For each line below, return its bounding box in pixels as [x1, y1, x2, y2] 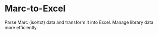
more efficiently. [4, 24, 38, 30]
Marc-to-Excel [4, 3, 66, 14]
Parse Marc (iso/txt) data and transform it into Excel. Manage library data [4, 19, 154, 25]
